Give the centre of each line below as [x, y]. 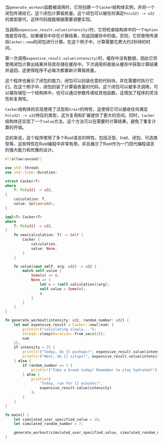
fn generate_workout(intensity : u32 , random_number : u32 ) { [67, 320]
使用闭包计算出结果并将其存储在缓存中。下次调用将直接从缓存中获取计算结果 [81, 64]
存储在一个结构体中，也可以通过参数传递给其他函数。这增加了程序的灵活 [86, 93]
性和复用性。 [18, 99]
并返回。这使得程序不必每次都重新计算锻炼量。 [52, 70]
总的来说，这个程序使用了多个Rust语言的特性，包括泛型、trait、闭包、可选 [79, 138]
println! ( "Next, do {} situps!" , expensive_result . [76, 357]
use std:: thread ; [23, 168]
